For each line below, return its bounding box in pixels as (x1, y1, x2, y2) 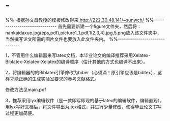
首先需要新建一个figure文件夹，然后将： (58, 23, 141, 29)
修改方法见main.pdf (5, 86, 47, 93)
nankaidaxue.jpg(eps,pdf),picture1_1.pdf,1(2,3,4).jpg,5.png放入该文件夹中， (5, 29, 162, 36)
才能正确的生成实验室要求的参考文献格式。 (9, 76, 99, 82)
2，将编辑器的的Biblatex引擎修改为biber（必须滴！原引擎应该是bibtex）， (5, 69, 158, 75)
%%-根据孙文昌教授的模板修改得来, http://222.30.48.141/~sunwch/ (5, 17, 144, 23)
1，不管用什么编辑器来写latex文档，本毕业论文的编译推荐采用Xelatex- (5, 52, 151, 58)
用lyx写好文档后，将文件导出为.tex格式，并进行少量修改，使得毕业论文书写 (5, 104, 162, 110)
